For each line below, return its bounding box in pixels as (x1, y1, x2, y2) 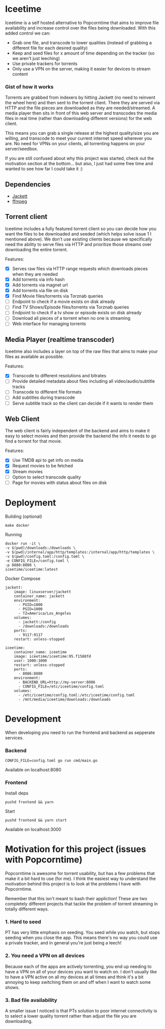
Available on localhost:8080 (5, 766, 61, 773)
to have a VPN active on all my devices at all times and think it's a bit (5, 974, 144, 980)
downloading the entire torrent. (5, 246, 68, 252)
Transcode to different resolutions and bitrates (12, 373, 107, 379)
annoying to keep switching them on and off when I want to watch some (5, 979, 151, 985)
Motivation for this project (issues (5, 844, 146, 855)
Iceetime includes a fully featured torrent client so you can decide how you (5, 225, 157, 232)
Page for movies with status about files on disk (12, 480, 107, 485)
